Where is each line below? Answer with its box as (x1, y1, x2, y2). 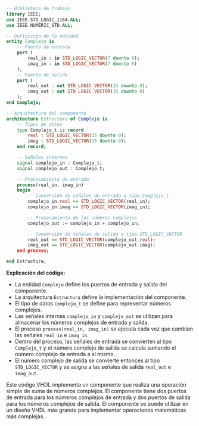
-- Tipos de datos (17, 121, 63, 128)
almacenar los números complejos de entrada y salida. (14, 319, 149, 326)
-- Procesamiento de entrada (17, 176, 89, 182)
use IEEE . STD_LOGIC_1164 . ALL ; (6, 17, 82, 23)
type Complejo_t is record (17, 127, 84, 133)
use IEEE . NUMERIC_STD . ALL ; (6, 22, 73, 28)
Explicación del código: (6, 269, 66, 276)
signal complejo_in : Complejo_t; (17, 160, 102, 166)
